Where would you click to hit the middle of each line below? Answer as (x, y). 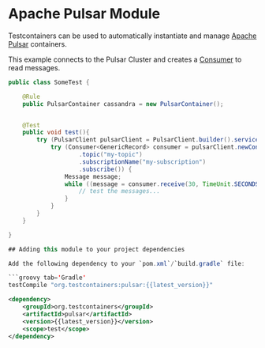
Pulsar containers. (37, 43)
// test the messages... (119, 191)
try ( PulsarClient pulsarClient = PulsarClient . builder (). (136, 140)
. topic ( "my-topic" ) (111, 155)
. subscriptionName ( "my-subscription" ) (142, 162)
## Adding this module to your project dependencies (97, 249)
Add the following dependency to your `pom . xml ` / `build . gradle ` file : (127, 263)
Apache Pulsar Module (84, 14)
